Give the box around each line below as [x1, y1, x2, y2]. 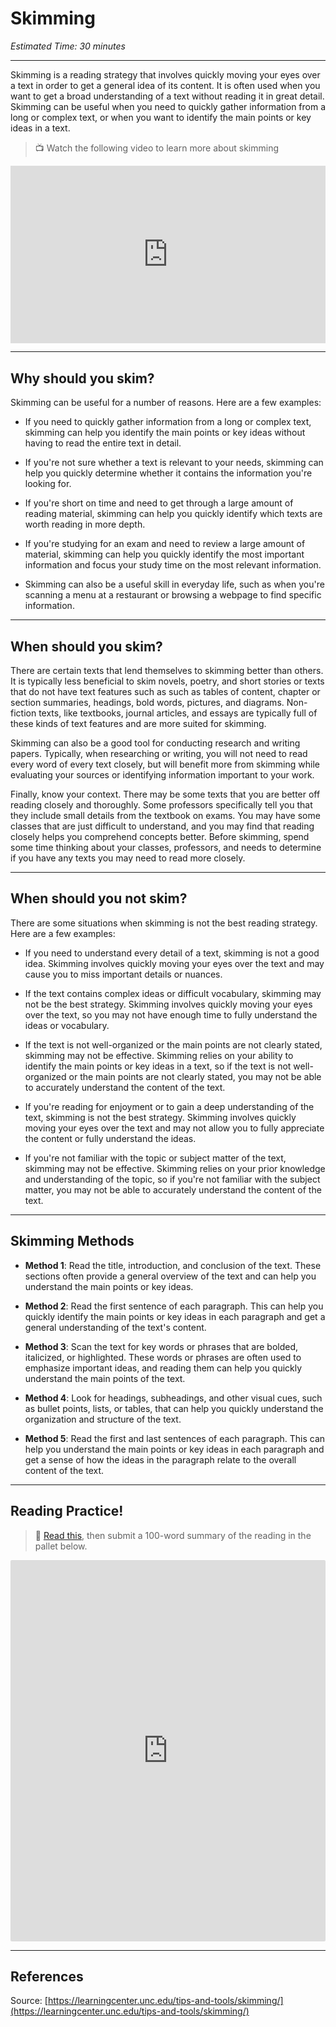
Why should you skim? [10, 370, 155, 387]
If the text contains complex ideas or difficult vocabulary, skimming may [24, 987, 322, 999]
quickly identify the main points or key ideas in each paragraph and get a [24, 1310, 326, 1322]
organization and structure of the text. [24, 1413, 182, 1425]
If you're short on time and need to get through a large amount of [24, 497, 294, 509]
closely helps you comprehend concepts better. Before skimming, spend [10, 831, 310, 843]
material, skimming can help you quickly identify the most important [24, 548, 305, 561]
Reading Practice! [10, 1503, 124, 1520]
